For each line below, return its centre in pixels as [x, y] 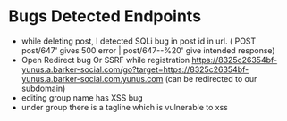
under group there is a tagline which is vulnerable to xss [125, 107]
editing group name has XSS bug [82, 97]
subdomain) [43, 88]
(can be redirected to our [211, 78]
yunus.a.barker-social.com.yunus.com [92, 78]
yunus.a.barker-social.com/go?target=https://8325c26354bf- [135, 69]
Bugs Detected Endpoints [105, 16]
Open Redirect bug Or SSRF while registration [106, 60]
